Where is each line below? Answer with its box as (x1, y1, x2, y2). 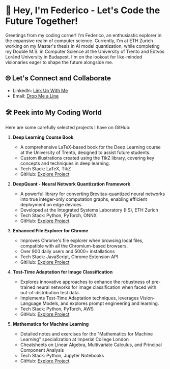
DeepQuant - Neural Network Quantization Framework (12, 180, 131, 187)
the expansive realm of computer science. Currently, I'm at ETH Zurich (5, 38, 153, 44)
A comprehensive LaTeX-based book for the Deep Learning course (20, 144, 161, 150)
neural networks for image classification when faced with (36, 284, 157, 290)
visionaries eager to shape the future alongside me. (5, 59, 114, 65)
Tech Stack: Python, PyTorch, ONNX (20, 212, 97, 218)
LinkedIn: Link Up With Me (12, 87, 68, 94)
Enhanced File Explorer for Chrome (12, 227, 89, 233)
